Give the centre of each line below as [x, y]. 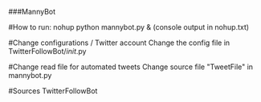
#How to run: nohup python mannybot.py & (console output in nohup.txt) [129, 27]
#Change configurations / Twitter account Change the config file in [119, 43]
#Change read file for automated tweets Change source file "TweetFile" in [131, 67]
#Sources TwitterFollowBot [53, 91]
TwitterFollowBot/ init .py [47, 51]
